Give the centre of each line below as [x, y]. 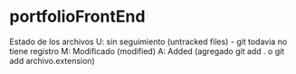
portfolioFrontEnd [77, 17]
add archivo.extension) [52, 60]
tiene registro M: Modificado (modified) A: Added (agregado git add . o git [147, 51]
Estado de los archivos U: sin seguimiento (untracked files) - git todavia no [148, 42]
